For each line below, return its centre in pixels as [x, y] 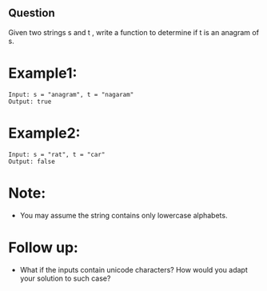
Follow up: [43, 247]
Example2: [44, 133]
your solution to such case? [65, 278]
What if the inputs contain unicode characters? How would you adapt [133, 269]
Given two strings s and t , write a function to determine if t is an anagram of [134, 32]
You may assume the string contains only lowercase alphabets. [124, 215]
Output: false [32, 161]
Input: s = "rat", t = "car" [57, 154]
